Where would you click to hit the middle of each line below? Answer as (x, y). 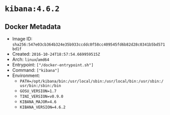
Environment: (26, 75)
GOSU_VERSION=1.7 (38, 91)
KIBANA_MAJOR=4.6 (38, 102)
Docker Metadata (33, 27)
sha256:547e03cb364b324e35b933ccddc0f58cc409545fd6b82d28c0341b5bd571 (89, 45)
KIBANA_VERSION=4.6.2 (42, 107)
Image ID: (22, 39)
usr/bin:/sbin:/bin (40, 86)
